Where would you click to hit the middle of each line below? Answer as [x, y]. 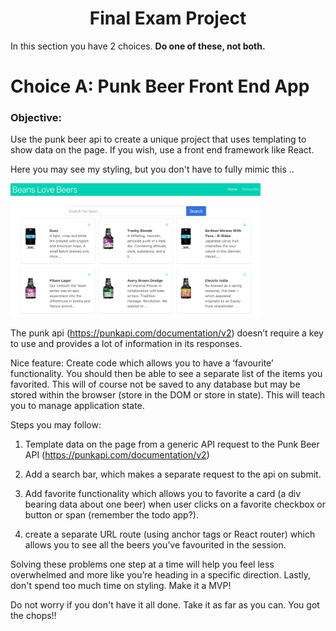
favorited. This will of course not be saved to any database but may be [155, 384]
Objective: [36, 118]
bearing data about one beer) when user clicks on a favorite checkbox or [175, 504]
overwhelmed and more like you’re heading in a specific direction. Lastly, [161, 575]
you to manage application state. [77, 406]
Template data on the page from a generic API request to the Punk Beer [172, 444]
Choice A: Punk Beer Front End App [160, 86]
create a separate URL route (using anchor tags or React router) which [170, 534]
